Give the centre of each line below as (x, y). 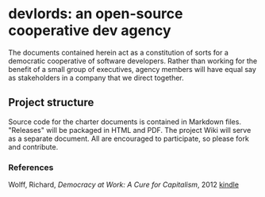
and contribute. (33, 146)
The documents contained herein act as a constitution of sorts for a (118, 52)
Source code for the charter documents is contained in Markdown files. (125, 121)
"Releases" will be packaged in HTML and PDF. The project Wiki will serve (130, 130)
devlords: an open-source (96, 14)
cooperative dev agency (90, 30)
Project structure (51, 102)
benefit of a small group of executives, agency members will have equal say (132, 69)
